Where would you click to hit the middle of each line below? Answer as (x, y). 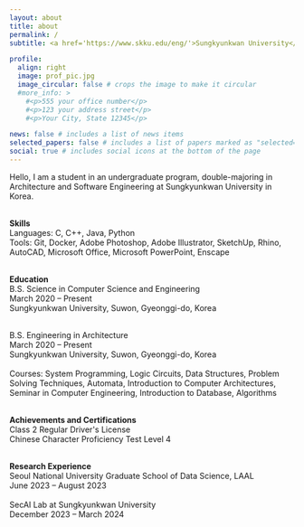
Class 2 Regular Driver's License (70, 429)
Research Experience (51, 466)
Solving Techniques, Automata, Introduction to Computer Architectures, (142, 383)
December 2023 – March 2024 (67, 514)
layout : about (36, 18)
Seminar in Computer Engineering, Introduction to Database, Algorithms (143, 392)
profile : (26, 60)
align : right (42, 68)
